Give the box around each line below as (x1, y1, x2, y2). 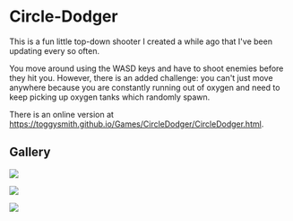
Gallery (9, 145, 51, 160)
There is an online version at (9, 109, 115, 119)
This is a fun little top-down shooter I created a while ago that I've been (9, 36, 273, 47)
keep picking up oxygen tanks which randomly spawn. (9, 92, 211, 102)
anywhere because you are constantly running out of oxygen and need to (9, 82, 280, 93)
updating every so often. (9, 45, 100, 56)
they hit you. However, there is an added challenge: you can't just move (9, 72, 273, 83)
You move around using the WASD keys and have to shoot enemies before (9, 63, 284, 74)
